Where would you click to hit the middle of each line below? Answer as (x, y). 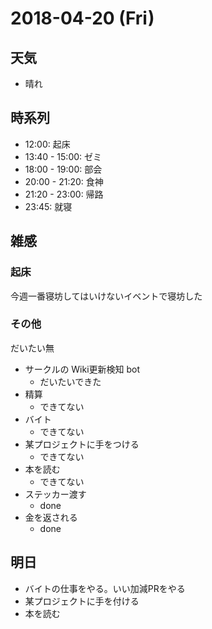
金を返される (51, 517)
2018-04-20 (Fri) (82, 18)
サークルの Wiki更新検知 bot (82, 369)
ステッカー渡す (55, 494)
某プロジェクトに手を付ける (82, 601)
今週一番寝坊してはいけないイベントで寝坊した (106, 296)
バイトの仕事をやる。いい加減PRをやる (105, 588)
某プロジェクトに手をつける (82, 444)
